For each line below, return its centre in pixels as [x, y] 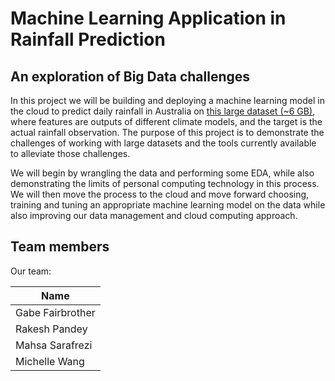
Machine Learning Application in [148, 18]
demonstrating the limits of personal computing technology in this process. [165, 183]
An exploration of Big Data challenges [130, 76]
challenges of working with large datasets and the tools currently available [163, 143]
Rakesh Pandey [51, 329]
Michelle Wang [50, 361]
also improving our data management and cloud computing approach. [154, 215]
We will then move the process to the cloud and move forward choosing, [160, 194]
